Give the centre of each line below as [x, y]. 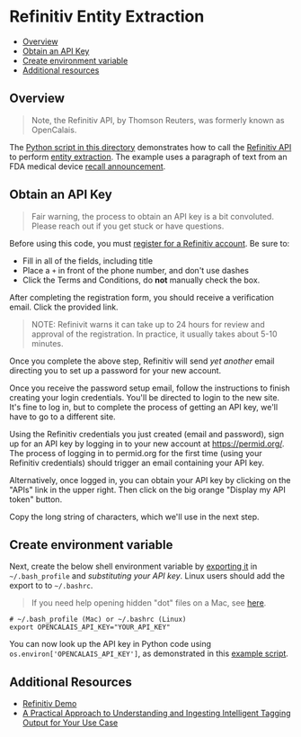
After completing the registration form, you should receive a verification [142, 297]
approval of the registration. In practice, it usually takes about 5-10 [154, 334]
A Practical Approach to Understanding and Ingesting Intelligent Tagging [156, 714]
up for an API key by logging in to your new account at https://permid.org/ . [147, 444]
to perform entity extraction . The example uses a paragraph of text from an [148, 157]
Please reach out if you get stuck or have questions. [128, 226]
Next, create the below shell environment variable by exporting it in [133, 566]
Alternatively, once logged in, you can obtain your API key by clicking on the [150, 480]
